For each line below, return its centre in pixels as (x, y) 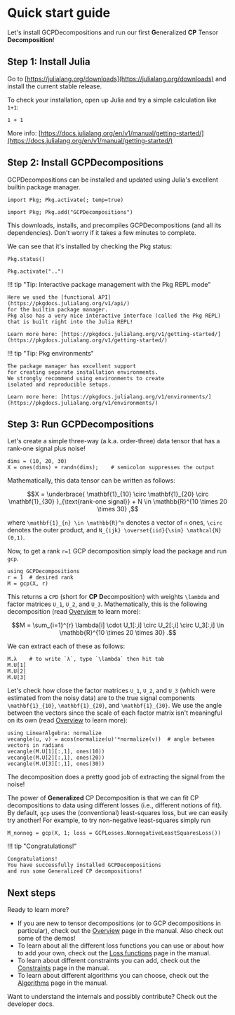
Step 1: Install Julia (49, 62)
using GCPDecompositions (43, 572)
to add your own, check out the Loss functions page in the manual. (114, 953)
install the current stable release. (55, 86)
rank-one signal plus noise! (46, 449)
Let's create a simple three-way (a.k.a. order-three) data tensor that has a (114, 441)
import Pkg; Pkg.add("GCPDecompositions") (70, 212)
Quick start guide (59, 13)
